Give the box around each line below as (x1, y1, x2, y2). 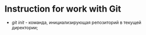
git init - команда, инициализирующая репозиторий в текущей (11, 19, 142, 25)
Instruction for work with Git (4, 3, 122, 15)
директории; (11, 24, 39, 30)
